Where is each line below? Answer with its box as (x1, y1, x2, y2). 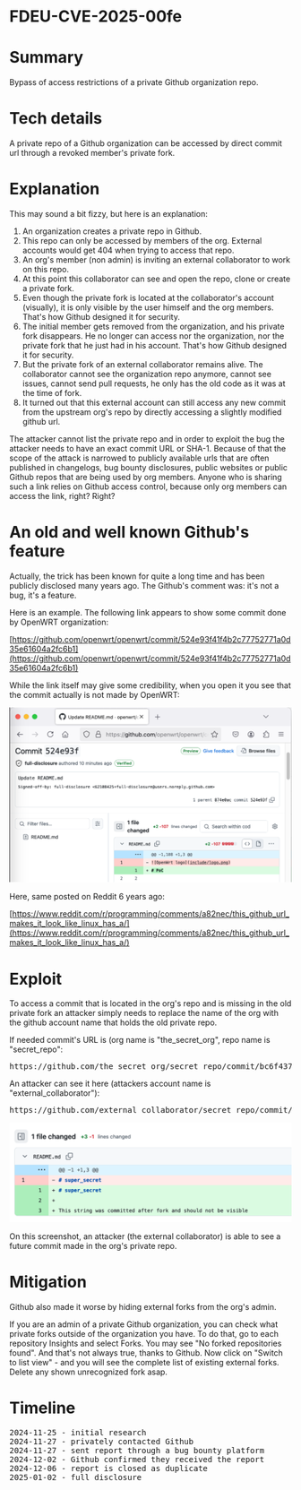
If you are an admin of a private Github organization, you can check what (9, 1319, 279, 1330)
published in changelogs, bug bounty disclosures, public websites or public (9, 462, 288, 472)
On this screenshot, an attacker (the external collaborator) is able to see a (9, 1231, 281, 1242)
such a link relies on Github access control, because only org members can (9, 481, 288, 492)
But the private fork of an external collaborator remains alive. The (21, 359, 263, 369)
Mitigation (9, 1272, 87, 1292)
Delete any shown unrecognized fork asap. (9, 1366, 168, 1377)
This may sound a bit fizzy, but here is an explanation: (9, 209, 208, 219)
